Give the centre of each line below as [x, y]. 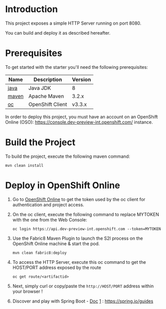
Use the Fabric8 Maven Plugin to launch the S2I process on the [77, 238]
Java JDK [40, 88]
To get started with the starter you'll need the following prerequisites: [76, 67]
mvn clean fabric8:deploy [39, 253]
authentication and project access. [48, 204]
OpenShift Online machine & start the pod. [56, 243]
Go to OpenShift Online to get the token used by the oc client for [79, 199]
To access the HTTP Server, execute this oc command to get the [79, 262]
